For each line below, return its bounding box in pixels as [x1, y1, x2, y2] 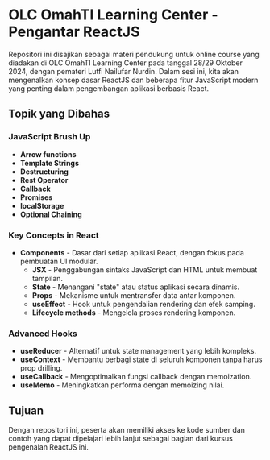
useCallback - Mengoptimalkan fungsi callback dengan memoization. [19, 372, 252, 382]
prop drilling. [19, 363, 63, 373]
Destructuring [19, 167, 69, 176]
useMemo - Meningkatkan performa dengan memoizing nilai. [19, 380, 225, 390]
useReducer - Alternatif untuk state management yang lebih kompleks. [19, 346, 256, 356]
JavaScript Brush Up [8, 131, 91, 143]
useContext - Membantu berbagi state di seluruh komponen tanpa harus [19, 354, 263, 364]
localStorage [19, 201, 64, 210]
